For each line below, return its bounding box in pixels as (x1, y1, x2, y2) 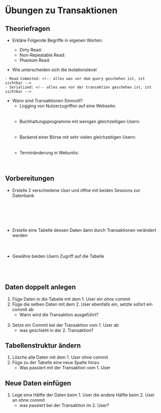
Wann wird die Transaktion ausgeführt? (19, 312, 99, 317)
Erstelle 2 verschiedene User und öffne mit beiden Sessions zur (12, 187, 141, 193)
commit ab (12, 306, 34, 312)
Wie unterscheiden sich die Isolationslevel (12, 67, 97, 73)
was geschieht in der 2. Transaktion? (19, 327, 94, 333)
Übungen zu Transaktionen (5, 5, 118, 16)
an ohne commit (12, 397, 45, 403)
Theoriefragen (5, 24, 50, 33)
